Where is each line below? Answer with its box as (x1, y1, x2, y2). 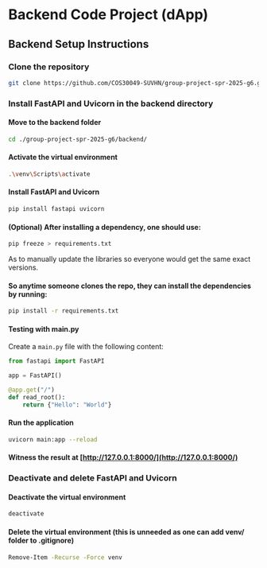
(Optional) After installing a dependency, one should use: (8, 222, 201, 231)
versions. (8, 263, 38, 272)
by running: (8, 289, 48, 299)
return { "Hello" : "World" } (22, 400, 112, 409)
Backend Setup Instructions (8, 37, 149, 51)
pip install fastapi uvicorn (8, 205, 105, 213)
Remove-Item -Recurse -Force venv (8, 553, 123, 562)
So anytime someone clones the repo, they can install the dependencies (8, 281, 252, 290)
